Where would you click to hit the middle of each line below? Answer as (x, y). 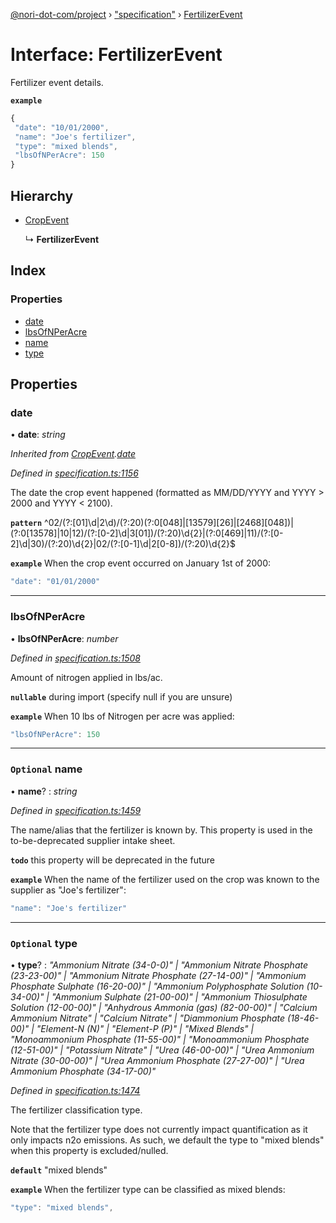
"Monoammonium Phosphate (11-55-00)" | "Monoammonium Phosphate (160, 1039)
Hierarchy (42, 195)
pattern (26, 524)
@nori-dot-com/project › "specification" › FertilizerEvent (126, 14)
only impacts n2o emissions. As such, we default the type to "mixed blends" (167, 1140)
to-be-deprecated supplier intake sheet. (93, 840)
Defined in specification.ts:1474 (75, 1090)
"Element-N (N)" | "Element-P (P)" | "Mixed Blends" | (145, 1028)
